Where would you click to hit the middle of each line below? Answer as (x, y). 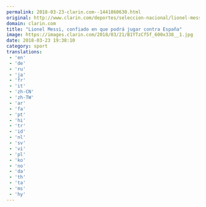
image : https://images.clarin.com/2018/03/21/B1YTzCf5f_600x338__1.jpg (100, 35)
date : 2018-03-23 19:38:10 (41, 40)
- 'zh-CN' (21, 92)
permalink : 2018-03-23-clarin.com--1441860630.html (74, 12)
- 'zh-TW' (21, 97)
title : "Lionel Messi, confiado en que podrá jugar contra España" (94, 29)
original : (19, 18)
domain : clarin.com (31, 23)
